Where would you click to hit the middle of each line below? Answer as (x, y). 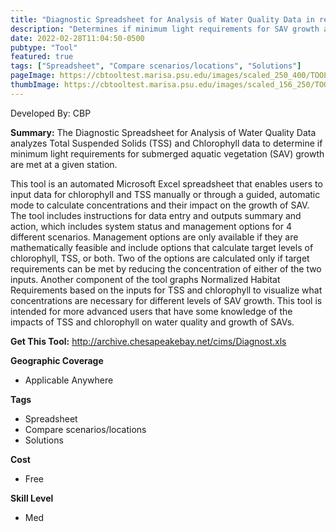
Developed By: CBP (51, 113)
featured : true (42, 57)
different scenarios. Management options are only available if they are (154, 237)
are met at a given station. (64, 164)
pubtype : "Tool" (44, 47)
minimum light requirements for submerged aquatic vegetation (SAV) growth (167, 153)
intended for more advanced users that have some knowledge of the (151, 311)
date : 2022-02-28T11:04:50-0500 (77, 38)
